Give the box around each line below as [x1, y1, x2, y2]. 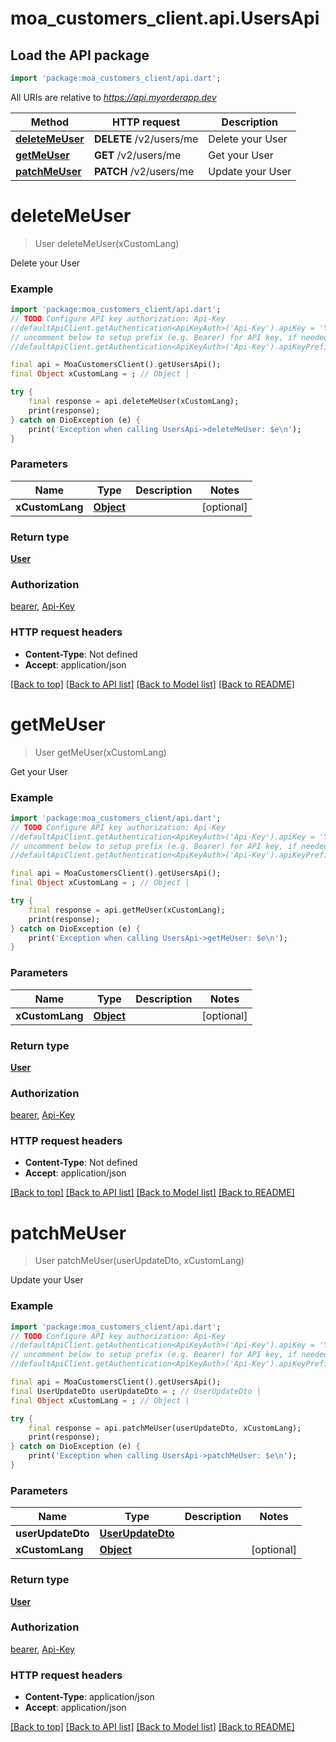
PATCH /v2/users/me [93, 164, 195, 178]
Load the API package [10, 47, 150, 64]
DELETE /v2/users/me [93, 132, 199, 146]
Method [30, 115, 70, 129]
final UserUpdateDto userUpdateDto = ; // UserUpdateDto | [10, 1386, 262, 1396]
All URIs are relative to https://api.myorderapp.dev [10, 91, 217, 103]
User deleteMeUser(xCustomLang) [34, 237, 180, 249]
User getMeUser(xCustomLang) [34, 746, 167, 758]
